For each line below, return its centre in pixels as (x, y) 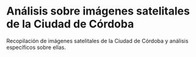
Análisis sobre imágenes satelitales (98, 11)
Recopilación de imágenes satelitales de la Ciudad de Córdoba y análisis (97, 41)
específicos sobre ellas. (36, 47)
